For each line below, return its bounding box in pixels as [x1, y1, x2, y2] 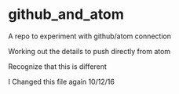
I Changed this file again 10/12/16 [8, 77, 115, 86]
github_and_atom [8, 5, 124, 23]
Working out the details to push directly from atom [8, 46, 171, 56]
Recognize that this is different [8, 61, 108, 71]
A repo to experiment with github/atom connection [8, 31, 171, 41]
